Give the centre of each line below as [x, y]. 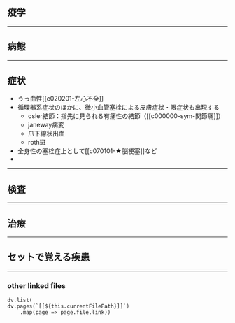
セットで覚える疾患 [49, 257]
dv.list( [20, 300]
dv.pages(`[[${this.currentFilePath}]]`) [69, 306]
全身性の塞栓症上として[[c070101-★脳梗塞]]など [87, 151]
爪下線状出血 [46, 134]
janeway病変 [46, 125]
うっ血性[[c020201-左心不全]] [60, 99]
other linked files [37, 285]
